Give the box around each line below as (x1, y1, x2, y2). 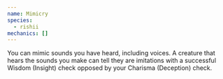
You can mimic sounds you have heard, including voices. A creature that (7, 49, 215, 57)
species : (7, 17, 33, 24)
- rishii (13, 23, 39, 30)
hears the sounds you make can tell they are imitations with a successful (7, 57, 217, 65)
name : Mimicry (7, 10, 49, 17)
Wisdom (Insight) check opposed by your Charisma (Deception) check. (7, 64, 213, 72)
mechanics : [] (7, 29, 49, 37)
